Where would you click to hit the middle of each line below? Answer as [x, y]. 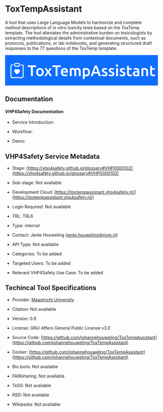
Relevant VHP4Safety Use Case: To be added [57, 273]
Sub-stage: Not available [37, 183]
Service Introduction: [33, 122]
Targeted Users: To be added [41, 263]
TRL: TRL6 [23, 216]
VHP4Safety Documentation [34, 111]
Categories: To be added [37, 254]
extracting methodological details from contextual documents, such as [75, 38]
